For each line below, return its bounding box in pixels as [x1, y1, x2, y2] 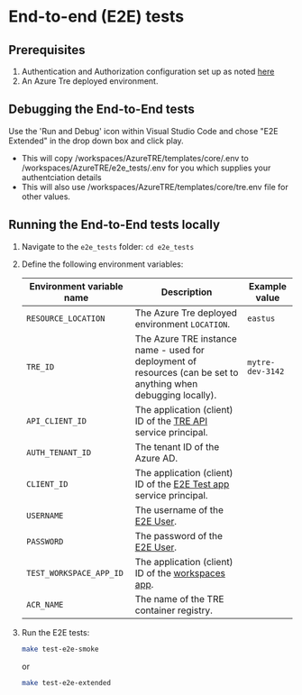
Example [248, 279, 288, 292]
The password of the [134, 529, 223, 542]
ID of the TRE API [134, 415, 208, 427]
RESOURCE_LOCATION [25, 313, 105, 324]
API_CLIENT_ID [25, 416, 87, 425]
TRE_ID [25, 361, 55, 371]
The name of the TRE [134, 592, 224, 605]
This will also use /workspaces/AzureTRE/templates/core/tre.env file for [21, 181, 289, 192]
